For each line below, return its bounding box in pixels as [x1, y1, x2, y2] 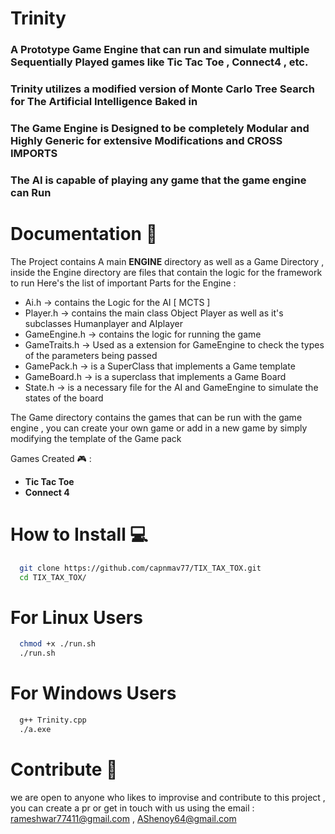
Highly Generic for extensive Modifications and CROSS [10, 133, 283, 147]
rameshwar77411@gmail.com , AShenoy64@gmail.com [10, 812, 237, 824]
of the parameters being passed [24, 349, 158, 361]
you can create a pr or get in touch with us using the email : [10, 802, 255, 814]
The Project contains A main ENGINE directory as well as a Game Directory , [10, 255, 325, 267]
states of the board [24, 392, 104, 404]
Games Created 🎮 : [10, 452, 92, 464]
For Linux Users [10, 606, 143, 629]
